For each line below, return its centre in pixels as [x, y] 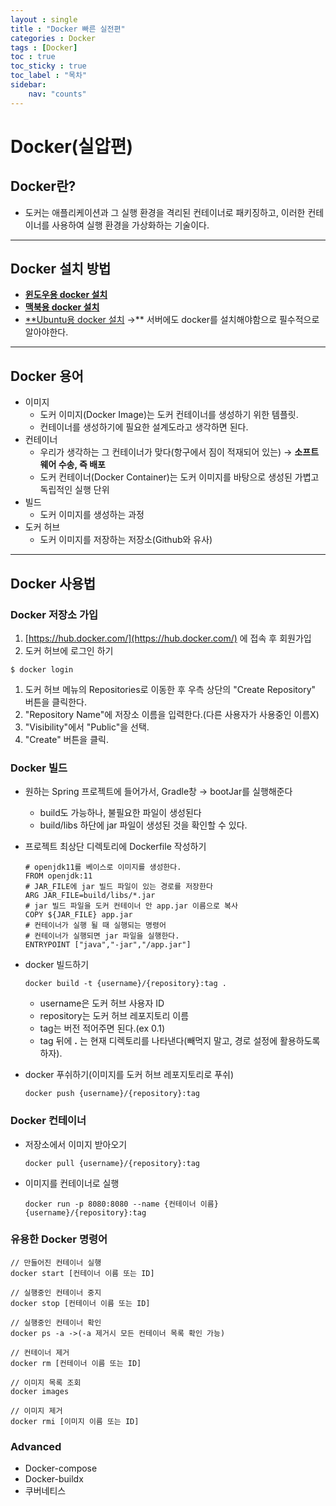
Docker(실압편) [71, 146]
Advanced [36, 1446]
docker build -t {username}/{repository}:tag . [125, 984]
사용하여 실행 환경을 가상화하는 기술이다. [130, 225]
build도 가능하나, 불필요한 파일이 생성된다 [120, 813]
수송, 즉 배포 [82, 465]
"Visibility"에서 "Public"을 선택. [87, 727]
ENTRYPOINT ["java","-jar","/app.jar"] [108, 945]
